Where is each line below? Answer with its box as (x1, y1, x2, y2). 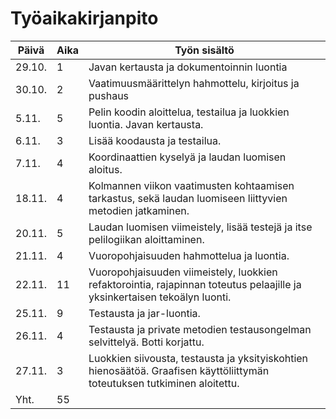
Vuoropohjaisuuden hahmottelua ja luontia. (88, 248, 290, 262)
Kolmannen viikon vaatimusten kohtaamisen (88, 178, 295, 192)
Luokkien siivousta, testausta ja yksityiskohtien (88, 351, 309, 365)
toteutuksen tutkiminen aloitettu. (88, 376, 240, 390)
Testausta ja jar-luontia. (88, 306, 201, 320)
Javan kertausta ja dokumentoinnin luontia (88, 60, 288, 74)
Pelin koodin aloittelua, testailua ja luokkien (88, 105, 290, 119)
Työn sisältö (174, 43, 235, 57)
